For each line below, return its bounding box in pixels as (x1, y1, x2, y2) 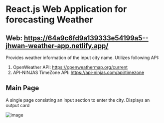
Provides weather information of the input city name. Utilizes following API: (5, 55, 160, 61)
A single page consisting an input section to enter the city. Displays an (5, 97, 150, 103)
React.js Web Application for (5, 3, 127, 15)
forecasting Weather (5, 14, 94, 25)
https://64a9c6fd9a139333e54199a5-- (23, 34, 149, 42)
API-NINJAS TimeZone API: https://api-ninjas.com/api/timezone (12, 69, 145, 75)
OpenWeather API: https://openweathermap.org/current (12, 64, 128, 70)
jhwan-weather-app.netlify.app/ (5, 41, 109, 50)
